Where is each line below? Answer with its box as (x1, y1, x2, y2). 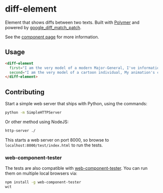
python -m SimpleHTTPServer (5, 110, 62, 115)
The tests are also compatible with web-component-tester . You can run (5, 165, 148, 171)
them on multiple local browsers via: (5, 171, 78, 177)
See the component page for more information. (5, 34, 99, 40)
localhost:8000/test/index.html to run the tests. (5, 142, 103, 148)
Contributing (5, 88, 45, 96)
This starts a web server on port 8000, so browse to (5, 137, 109, 143)
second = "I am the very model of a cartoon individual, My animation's (9, 70, 155, 75)
